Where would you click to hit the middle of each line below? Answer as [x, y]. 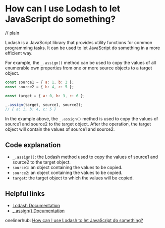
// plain [12, 33]
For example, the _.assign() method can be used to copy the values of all [81, 62]
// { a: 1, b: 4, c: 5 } [31, 110]
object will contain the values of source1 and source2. [60, 129]
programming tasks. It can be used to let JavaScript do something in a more [82, 48]
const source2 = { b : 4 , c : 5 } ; [40, 87]
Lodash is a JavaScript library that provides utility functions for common [79, 42]
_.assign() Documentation [38, 211]
